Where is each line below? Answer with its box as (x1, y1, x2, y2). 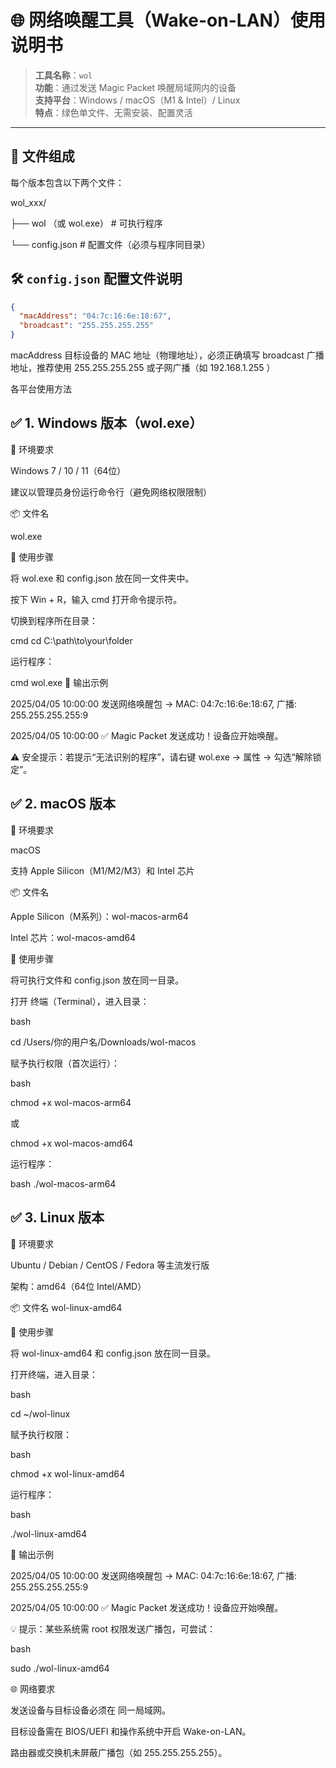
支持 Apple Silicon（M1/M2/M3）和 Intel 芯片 (10, 864, 195, 876)
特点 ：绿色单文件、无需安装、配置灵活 (34, 106, 193, 118)
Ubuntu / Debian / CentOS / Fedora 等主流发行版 (10, 1259, 210, 1271)
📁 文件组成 (10, 148, 75, 165)
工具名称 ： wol (34, 69, 93, 81)
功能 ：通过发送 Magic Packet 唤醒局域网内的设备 (34, 81, 237, 93)
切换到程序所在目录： (10, 614, 98, 626)
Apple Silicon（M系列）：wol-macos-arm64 (10, 910, 189, 922)
